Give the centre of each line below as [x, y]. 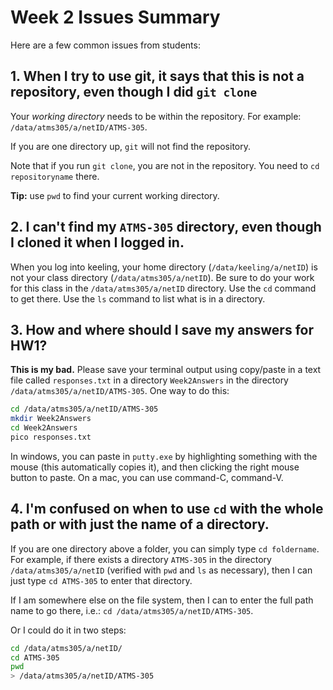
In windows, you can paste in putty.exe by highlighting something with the [164, 456]
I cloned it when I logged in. [97, 242]
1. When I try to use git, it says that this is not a [157, 76]
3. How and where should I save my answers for [162, 329]
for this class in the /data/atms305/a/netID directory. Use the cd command [163, 288]
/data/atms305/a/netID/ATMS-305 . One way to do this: [120, 391]
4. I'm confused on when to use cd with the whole [167, 509]
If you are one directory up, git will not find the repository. [131, 146]
